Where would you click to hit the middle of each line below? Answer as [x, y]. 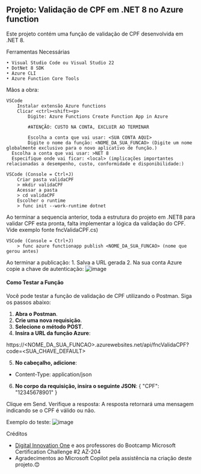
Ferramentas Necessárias [38, 52]
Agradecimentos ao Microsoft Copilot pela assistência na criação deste [103, 458]
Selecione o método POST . [49, 327]
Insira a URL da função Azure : [53, 333]
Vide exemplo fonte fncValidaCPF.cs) [52, 229]
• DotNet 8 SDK [25, 68]
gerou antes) [23, 251]
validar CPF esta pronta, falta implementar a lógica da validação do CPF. [96, 223]
